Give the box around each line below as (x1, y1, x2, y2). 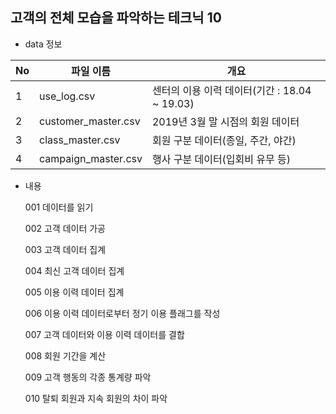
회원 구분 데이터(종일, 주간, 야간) (151, 133, 297, 147)
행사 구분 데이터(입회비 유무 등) (151, 152, 292, 166)
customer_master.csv (39, 114, 141, 128)
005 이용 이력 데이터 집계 (24, 286, 125, 298)
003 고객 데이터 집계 (24, 243, 107, 255)
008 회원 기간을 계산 (24, 349, 107, 362)
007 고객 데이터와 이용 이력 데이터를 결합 (24, 328, 185, 340)
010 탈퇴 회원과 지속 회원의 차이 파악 (24, 392, 168, 404)
